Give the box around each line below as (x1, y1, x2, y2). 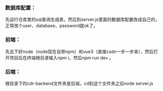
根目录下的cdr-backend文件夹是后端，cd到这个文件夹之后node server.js (5, 80, 154, 86)
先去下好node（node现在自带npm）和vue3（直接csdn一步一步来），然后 (5, 48, 154, 54)
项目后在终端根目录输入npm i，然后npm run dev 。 (9, 54, 114, 60)
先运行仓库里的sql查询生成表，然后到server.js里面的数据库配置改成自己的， (5, 16, 160, 23)
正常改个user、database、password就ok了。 (5, 23, 98, 29)
